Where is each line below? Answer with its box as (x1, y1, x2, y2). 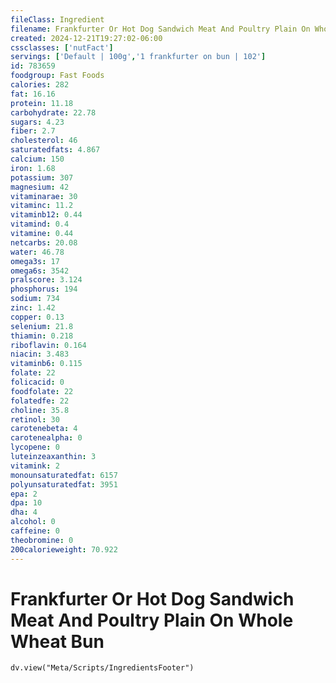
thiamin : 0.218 (10, 331, 74, 341)
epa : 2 (10, 489, 38, 499)
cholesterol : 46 (10, 136, 78, 146)
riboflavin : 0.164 (10, 340, 87, 350)
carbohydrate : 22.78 (10, 107, 97, 118)
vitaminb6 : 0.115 (10, 359, 83, 369)
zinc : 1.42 (10, 303, 56, 313)
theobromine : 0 (10, 535, 74, 545)
